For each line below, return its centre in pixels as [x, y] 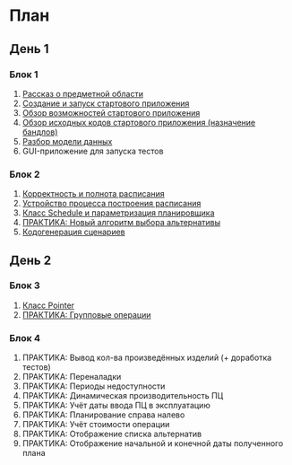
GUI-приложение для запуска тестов [93, 151]
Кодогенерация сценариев [73, 232]
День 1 [29, 49]
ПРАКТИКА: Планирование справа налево [103, 415]
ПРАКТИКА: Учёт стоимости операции [96, 425]
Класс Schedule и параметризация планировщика [118, 213]
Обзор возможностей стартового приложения [111, 112]
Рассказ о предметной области [82, 93]
